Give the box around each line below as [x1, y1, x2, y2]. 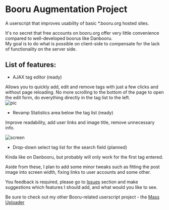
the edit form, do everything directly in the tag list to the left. [5, 94, 130, 100]
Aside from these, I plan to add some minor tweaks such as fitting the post [5, 164, 160, 170]
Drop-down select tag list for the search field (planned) [12, 144, 128, 150]
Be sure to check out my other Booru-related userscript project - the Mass [5, 194, 160, 200]
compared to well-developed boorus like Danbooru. [5, 35, 112, 41]
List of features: [5, 60, 57, 69]
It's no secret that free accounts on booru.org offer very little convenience [5, 30, 159, 36]
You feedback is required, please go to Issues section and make [5, 179, 138, 185]
